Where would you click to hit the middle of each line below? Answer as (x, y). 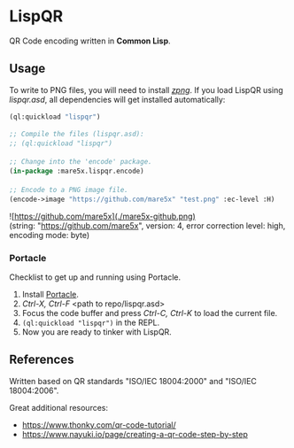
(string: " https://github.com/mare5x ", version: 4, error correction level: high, (147, 225)
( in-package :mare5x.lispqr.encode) (77, 171)
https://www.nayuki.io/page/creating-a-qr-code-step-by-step (135, 434)
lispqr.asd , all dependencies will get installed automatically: (117, 99)
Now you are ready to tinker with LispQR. (97, 332)
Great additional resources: (59, 407)
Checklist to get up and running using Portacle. (95, 277)
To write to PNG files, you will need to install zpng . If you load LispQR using (146, 89)
